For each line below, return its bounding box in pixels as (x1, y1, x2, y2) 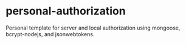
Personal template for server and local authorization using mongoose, (5, 24, 181, 31)
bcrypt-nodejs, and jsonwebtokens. (5, 30, 95, 37)
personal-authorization (5, 4, 126, 18)
